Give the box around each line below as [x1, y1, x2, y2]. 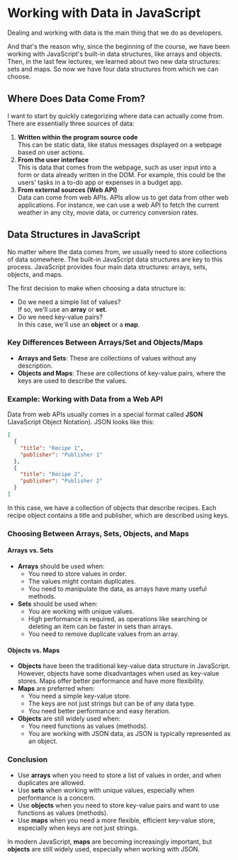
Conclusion [7, 754, 48, 764]
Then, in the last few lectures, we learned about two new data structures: [7, 57, 221, 65]
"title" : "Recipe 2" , [20, 471, 84, 478]
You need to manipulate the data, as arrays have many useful [28, 584, 207, 593]
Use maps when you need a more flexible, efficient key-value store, [17, 816, 216, 825]
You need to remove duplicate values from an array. [28, 630, 179, 638]
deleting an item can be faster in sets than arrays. [28, 622, 174, 631]
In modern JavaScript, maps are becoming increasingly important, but [7, 837, 212, 846]
